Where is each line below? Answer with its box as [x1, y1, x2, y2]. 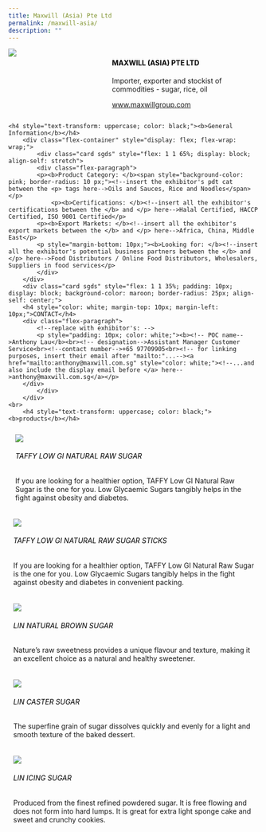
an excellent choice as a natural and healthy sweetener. [13, 654, 196, 663]
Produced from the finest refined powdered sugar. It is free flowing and [13, 798, 247, 807]
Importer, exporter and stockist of [111, 76, 222, 85]
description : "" [8, 26, 62, 34]
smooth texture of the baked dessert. [13, 730, 135, 740]
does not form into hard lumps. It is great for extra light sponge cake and [13, 806, 252, 816]
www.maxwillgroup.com [111, 100, 191, 109]
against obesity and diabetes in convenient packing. [13, 577, 185, 587]
